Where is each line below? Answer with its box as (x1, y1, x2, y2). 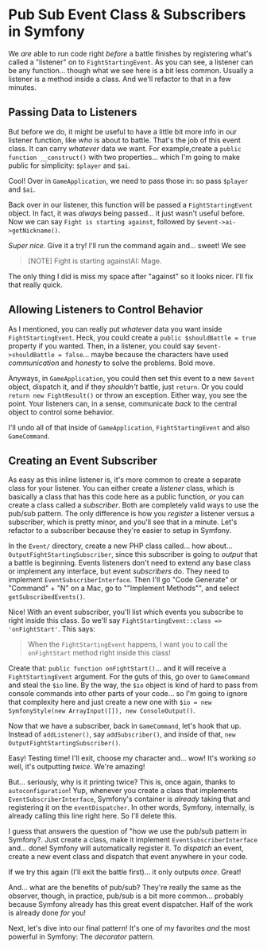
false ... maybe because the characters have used (64, 349, 229, 359)
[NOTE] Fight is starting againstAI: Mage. (27, 256, 162, 266)
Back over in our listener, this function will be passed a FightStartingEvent (8, 200, 253, 209)
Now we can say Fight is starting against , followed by (8, 216, 195, 226)
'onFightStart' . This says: (8, 624, 95, 634)
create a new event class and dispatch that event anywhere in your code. (8, 852, 248, 861)
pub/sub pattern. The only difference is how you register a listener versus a (8, 509, 255, 519)
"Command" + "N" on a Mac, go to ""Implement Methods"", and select (8, 583, 240, 593)
